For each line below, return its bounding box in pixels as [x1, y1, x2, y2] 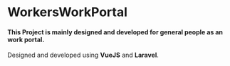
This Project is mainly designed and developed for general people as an [7, 27, 223, 36]
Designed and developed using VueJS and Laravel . [7, 51, 159, 60]
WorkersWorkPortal [7, 4, 128, 20]
